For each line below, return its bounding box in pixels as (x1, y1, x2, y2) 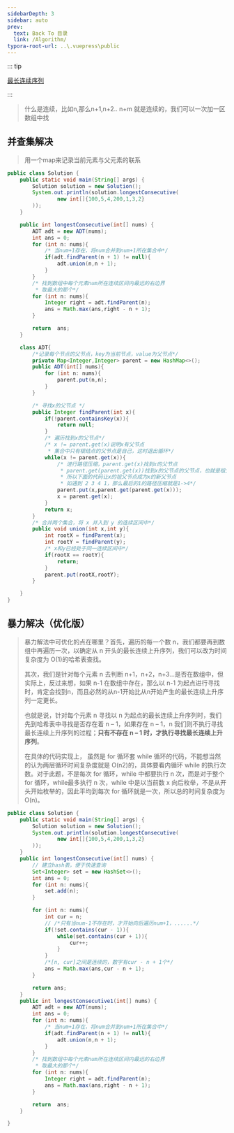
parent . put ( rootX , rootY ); (44, 571, 120, 578)
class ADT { (19, 344, 52, 351)
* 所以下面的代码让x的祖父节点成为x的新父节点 (60, 473, 177, 481)
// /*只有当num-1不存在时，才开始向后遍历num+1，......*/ (44, 920, 200, 927)
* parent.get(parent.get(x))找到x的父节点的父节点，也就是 (60, 467, 221, 474)
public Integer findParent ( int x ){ (32, 408, 136, 416)
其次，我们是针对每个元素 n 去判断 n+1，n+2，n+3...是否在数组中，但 (24, 670, 224, 678)
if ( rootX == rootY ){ (44, 551, 104, 558)
